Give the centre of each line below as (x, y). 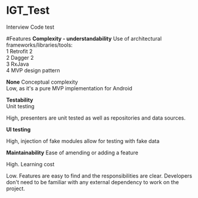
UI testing (18, 129)
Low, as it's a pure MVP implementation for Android (69, 88)
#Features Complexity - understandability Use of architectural (84, 38)
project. (16, 188)
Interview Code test (30, 27)
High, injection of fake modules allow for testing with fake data (83, 141)
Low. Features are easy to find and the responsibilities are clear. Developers (99, 176)
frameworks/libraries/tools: (39, 45)
